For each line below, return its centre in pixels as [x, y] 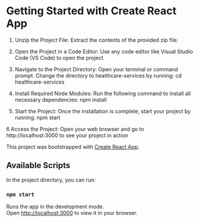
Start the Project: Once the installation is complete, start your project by [103, 111]
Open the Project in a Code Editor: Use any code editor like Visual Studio [104, 51]
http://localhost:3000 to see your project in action [67, 135]
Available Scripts [38, 165]
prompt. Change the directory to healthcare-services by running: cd [98, 75]
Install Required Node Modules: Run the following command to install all [103, 93]
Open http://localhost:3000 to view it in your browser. [72, 213]
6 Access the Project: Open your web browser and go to [75, 129]
